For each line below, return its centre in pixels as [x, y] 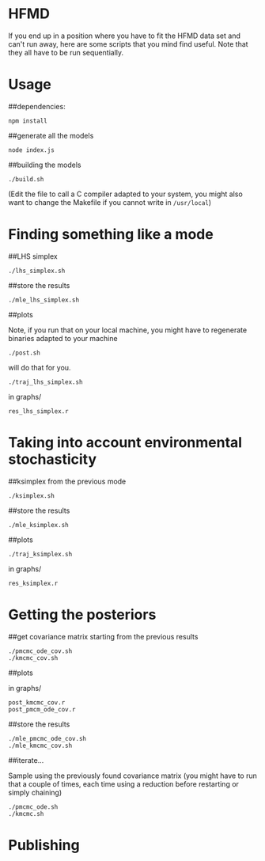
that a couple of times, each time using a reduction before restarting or [124, 783]
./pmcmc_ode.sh [33, 807]
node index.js [32, 150]
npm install [28, 121]
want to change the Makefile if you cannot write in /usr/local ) [110, 202]
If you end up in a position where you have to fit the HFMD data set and [125, 36]
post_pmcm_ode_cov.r [42, 709]
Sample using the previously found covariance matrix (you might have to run [132, 776]
